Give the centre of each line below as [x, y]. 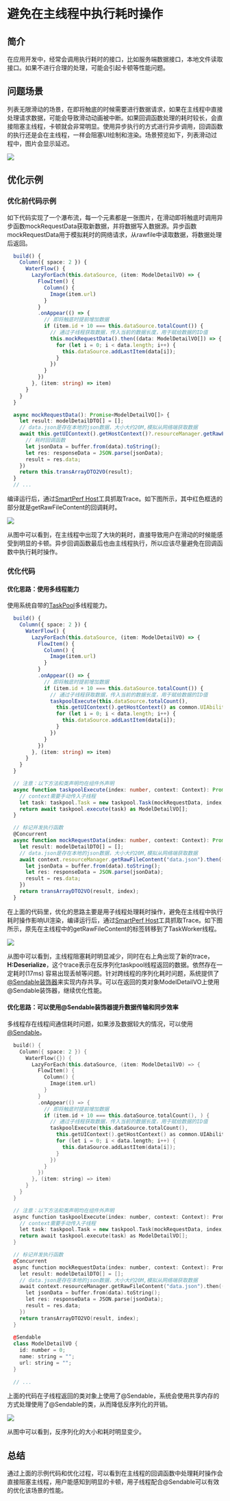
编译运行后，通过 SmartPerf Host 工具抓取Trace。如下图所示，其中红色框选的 [115, 499]
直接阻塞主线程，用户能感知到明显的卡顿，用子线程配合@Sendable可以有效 [113, 1482]
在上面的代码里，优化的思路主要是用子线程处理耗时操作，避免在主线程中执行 [115, 911]
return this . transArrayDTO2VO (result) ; [76, 472]
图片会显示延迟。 [49, 143]
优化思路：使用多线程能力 [43, 589]
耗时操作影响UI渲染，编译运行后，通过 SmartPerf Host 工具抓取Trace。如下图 [115, 920]
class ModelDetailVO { [46, 1344]
